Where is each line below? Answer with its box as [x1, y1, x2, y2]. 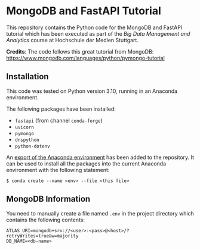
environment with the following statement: [6, 166, 110, 173]
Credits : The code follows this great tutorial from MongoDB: [6, 48, 154, 55]
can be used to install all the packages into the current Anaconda [6, 160, 167, 167]
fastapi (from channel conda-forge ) [14, 117, 103, 124]
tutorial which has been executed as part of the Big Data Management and [6, 30, 190, 37]
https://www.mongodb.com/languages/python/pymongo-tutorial [6, 54, 165, 61]
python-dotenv [14, 143, 50, 149]
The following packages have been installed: [6, 105, 116, 112]
